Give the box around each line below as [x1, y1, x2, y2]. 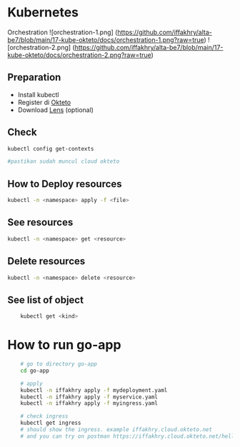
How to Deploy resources [7, 178, 123, 190]
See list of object [7, 293, 84, 306]
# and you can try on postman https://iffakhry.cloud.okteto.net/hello [20, 433, 238, 440]
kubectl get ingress [20, 419, 81, 427]
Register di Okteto [17, 98, 71, 106]
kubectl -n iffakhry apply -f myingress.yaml [20, 400, 159, 407]
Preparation [7, 71, 61, 84]
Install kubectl [17, 90, 59, 99]
